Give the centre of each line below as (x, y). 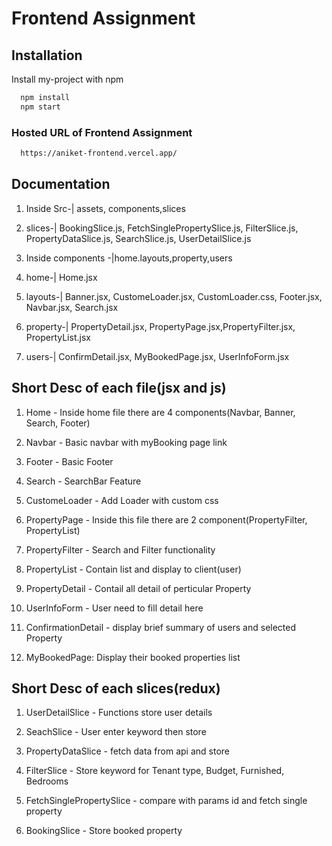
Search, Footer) (58, 423)
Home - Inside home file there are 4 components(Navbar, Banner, (160, 412)
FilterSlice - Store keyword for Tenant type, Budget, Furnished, (155, 771)
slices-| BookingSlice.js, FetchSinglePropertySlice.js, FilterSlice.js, (162, 228)
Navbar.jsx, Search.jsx (72, 307)
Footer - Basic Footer (69, 461)
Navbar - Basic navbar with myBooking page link (126, 442)
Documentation (61, 184)
